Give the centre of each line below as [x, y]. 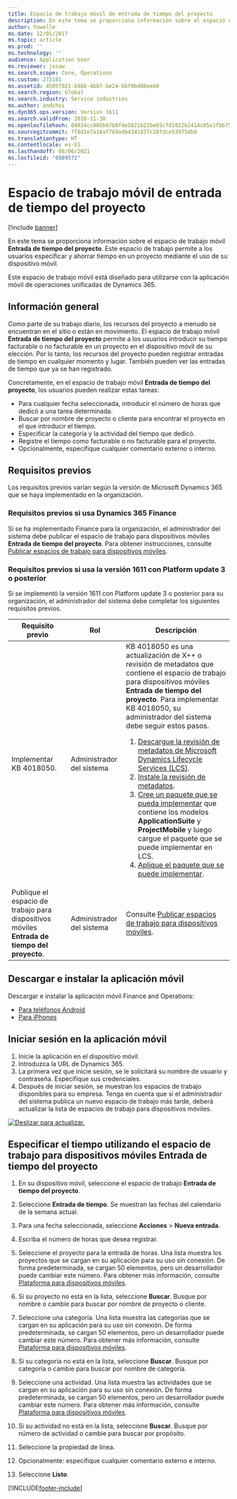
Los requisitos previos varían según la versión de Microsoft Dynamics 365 [115, 488]
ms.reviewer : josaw [37, 66]
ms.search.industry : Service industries [68, 99]
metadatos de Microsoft [177, 751]
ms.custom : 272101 [35, 79]
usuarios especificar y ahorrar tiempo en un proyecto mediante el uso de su [118, 256]
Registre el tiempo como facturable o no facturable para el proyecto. [117, 440]
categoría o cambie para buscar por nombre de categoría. [102, 1369]
